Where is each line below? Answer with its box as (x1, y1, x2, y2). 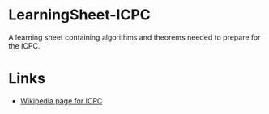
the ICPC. (8, 40, 41, 50)
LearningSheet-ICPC (8, 6, 152, 24)
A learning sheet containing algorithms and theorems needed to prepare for (8, 32, 261, 42)
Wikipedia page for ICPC (19, 95, 103, 106)
